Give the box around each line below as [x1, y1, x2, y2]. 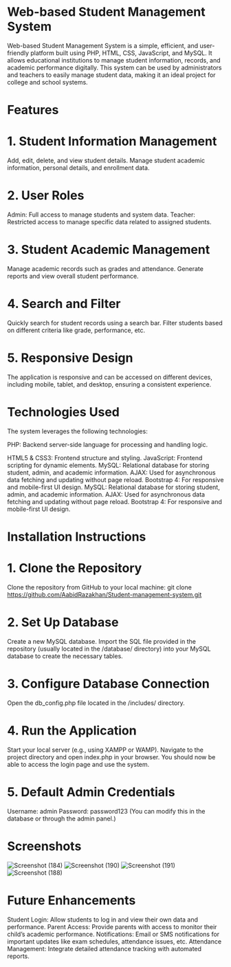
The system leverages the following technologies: [7, 427, 148, 435]
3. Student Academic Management [7, 242, 210, 258]
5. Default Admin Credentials [7, 784, 175, 800]
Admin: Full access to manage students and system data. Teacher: [7, 210, 196, 219]
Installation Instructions [7, 529, 146, 544]
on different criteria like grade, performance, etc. [7, 326, 146, 334]
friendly [7, 49, 30, 57]
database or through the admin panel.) [7, 814, 116, 823]
